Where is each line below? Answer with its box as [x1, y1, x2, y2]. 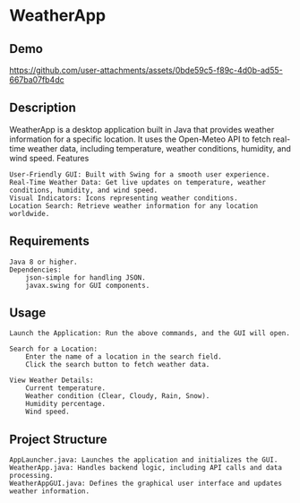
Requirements [9, 234, 90, 249]
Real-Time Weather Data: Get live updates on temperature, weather [9, 178, 267, 186]
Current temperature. [25, 384, 106, 393]
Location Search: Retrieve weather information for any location [9, 201, 258, 211]
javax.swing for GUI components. [25, 281, 150, 290]
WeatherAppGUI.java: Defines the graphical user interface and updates [9, 479, 282, 489]
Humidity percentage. [25, 400, 106, 409]
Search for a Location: [9, 344, 99, 354]
